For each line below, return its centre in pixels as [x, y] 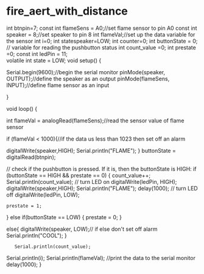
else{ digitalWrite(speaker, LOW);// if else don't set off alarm [82, 229]
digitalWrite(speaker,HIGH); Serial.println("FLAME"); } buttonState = [91, 150]
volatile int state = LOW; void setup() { [54, 60]
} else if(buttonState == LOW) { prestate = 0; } [64, 217]
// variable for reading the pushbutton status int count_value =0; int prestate [101, 47]
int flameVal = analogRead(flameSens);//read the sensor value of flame [95, 121]
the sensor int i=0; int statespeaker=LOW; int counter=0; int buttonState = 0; [102, 41]
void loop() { [22, 108]
